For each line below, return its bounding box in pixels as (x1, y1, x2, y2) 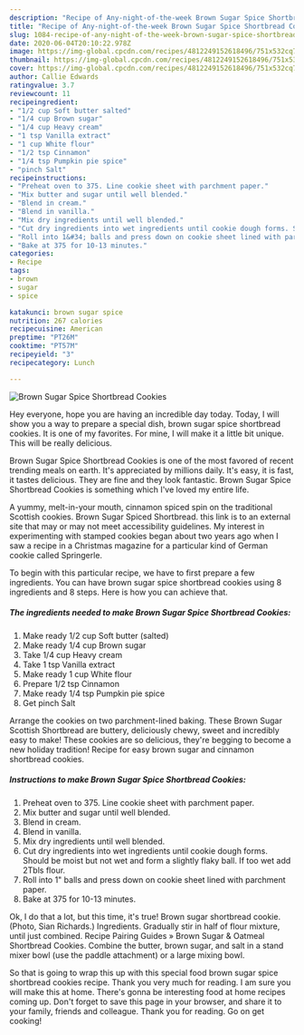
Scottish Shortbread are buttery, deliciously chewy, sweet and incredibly (9, 724, 280, 735)
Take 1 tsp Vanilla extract (22, 659, 116, 670)
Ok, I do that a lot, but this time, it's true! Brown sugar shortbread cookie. (9, 911, 281, 922)
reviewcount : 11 (9, 89, 71, 98)
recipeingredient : (9, 97, 79, 107)
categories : (9, 249, 54, 258)
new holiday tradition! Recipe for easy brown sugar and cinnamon (9, 744, 255, 755)
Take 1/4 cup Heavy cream (22, 649, 123, 660)
